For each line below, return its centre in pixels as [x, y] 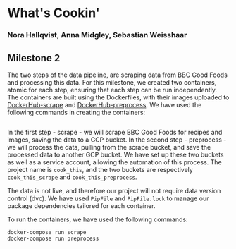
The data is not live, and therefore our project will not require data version [114, 190]
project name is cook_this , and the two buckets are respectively [100, 169]
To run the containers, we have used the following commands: [98, 219]
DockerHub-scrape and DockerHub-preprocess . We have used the [105, 104]
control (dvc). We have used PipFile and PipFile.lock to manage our [108, 198]
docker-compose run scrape [47, 232]
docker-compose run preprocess [53, 238]
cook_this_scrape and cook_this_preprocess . [72, 177]
